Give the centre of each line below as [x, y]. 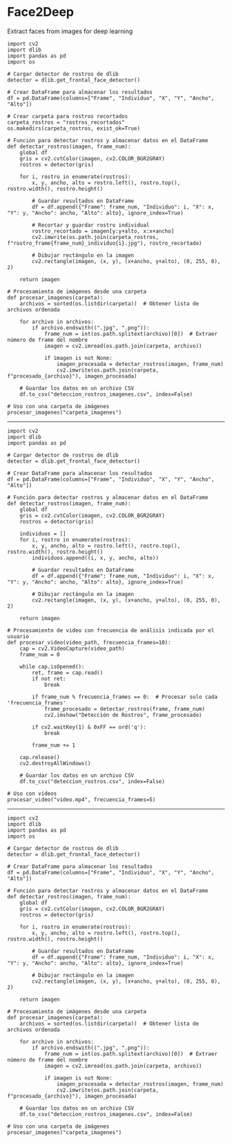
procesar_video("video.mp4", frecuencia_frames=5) [81, 799]
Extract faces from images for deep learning [70, 31]
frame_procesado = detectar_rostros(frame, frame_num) [125, 709]
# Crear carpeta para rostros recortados [68, 116]
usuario [18, 636]
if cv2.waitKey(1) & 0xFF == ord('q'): [89, 727]
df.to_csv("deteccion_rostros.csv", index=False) [93, 781]
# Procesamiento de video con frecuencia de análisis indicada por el [111, 630]
